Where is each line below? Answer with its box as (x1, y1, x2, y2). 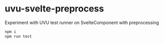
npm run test (5, 33, 32, 39)
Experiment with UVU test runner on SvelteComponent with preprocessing (5, 19, 159, 25)
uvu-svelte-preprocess (5, 3, 104, 14)
